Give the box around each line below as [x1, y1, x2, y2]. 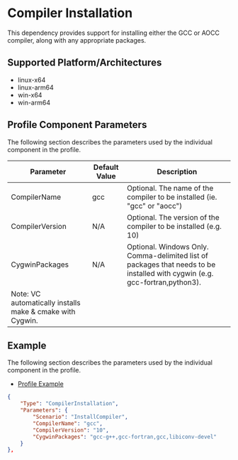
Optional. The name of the [127, 183, 214, 193]
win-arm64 [17, 98, 51, 107]
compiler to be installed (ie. [127, 192, 217, 202]
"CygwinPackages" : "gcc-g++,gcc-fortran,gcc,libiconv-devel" [33, 433, 217, 440]
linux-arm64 [17, 83, 55, 92]
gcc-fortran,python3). [127, 277, 202, 287]
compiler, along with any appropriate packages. [7, 36, 147, 44]
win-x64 [17, 90, 42, 99]
